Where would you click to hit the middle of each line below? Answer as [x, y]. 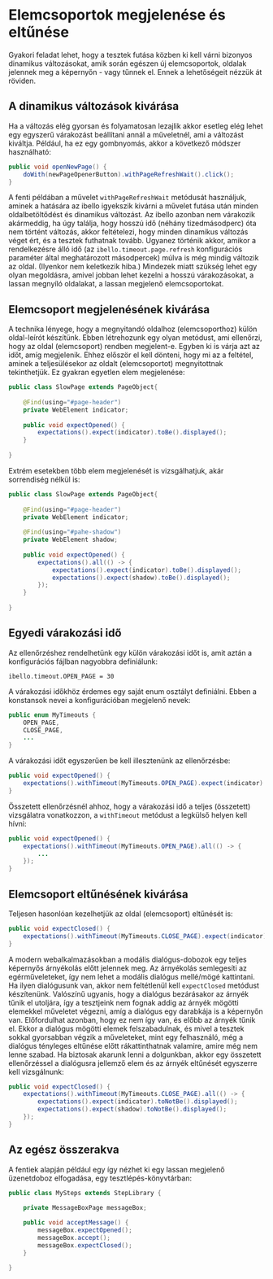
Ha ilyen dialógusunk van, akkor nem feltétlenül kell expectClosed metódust [134, 985]
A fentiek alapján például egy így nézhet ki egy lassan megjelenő [117, 1169]
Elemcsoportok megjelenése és [117, 15]
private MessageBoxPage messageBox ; [85, 1207]
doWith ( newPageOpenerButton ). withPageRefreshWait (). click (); [128, 174]
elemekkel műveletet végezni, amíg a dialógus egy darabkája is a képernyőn [136, 1011]
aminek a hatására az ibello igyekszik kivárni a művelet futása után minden [133, 206]
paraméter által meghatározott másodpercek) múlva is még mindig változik [134, 258]
